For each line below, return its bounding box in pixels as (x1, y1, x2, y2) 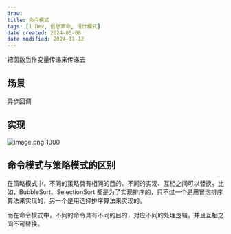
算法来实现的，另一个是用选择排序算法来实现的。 (7, 196, 146, 204)
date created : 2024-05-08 (7, 29, 81, 36)
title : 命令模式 (7, 17, 49, 23)
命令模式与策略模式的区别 (7, 160, 115, 171)
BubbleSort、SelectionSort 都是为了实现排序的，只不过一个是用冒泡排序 (19, 187, 223, 196)
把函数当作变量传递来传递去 (7, 56, 86, 64)
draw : (7, 10, 23, 17)
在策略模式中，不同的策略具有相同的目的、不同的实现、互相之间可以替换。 (7, 179, 218, 187)
